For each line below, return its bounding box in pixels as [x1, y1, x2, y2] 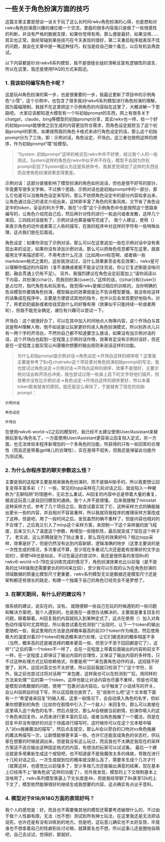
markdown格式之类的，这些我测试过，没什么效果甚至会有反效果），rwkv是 [5, 258, 155, 264]
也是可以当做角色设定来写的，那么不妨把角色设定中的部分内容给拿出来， [13, 192, 160, 198]
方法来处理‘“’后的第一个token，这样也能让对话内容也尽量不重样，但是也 [5, 677, 150, 683]
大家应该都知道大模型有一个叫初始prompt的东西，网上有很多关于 [19, 110, 150, 116]
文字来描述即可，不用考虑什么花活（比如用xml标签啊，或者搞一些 [13, 252, 146, 258]
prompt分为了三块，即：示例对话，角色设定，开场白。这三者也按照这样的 [5, 135, 153, 141]
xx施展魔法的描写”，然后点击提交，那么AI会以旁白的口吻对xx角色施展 [15, 726, 156, 732]
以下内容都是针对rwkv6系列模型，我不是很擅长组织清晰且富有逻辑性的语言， [5, 60, 160, 65]
